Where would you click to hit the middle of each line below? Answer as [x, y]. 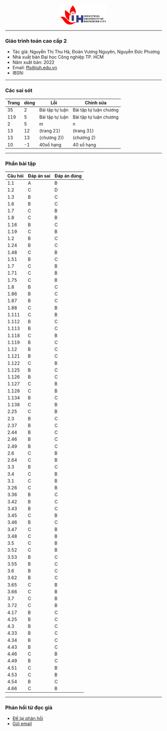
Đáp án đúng [68, 176]
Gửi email [22, 724]
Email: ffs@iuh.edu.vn [35, 68]
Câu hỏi [15, 176]
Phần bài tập [21, 163]
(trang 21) [50, 131]
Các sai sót [19, 91]
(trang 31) [83, 131]
